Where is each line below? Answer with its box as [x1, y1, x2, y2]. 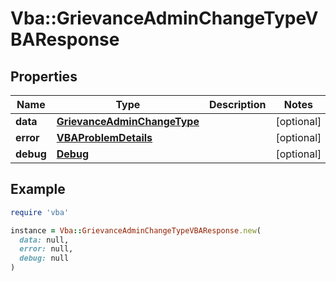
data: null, [19, 235, 70, 245]
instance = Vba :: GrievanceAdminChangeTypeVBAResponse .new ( [10, 225, 262, 236]
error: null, [19, 244, 74, 254]
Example [10, 181, 66, 198]
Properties [10, 68, 78, 85]
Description [208, 98, 267, 111]
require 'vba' [10, 207, 70, 217]
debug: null [19, 253, 70, 264]
